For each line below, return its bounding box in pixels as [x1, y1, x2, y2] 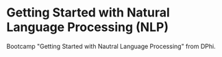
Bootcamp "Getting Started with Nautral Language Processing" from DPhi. [6, 42, 217, 50]
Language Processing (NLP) [6, 19, 169, 35]
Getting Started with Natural [6, 5, 171, 21]
